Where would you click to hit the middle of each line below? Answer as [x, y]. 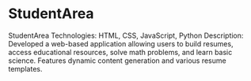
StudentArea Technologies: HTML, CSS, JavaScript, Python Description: [126, 35]
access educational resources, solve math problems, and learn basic [120, 52]
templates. [25, 68]
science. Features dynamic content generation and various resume [118, 61]
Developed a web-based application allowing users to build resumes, [121, 43]
